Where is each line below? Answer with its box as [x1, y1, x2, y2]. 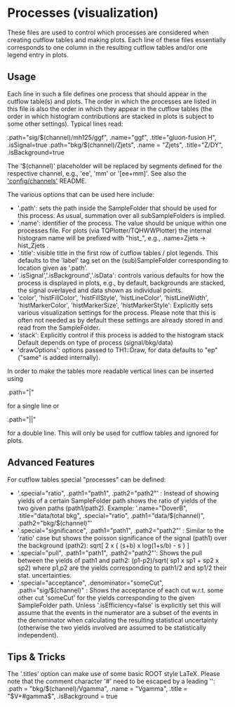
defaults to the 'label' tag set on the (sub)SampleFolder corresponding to [17, 256, 229, 264]
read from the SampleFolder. [17, 323, 100, 332]
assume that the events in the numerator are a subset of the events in [17, 608, 219, 616]
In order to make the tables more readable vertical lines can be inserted [7, 367, 214, 375]
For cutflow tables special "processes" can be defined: [7, 475, 166, 484]
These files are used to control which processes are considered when [7, 28, 209, 37]
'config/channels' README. [7, 176, 87, 185]
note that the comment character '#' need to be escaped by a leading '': [7, 677, 215, 686]
